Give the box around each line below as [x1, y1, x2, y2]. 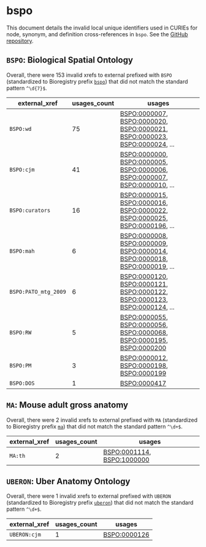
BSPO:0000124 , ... [120, 302, 175, 311]
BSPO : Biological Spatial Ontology [6, 55, 134, 65]
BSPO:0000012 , [120, 353, 169, 362]
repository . [6, 37, 34, 44]
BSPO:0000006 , [120, 165, 169, 174]
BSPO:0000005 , [120, 157, 169, 166]
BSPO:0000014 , [120, 246, 169, 255]
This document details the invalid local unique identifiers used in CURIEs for [6, 24, 198, 31]
